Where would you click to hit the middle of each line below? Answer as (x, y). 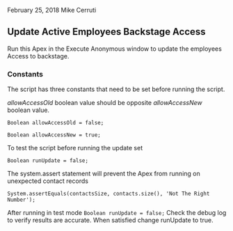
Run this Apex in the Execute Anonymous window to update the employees (115, 49)
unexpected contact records (48, 181)
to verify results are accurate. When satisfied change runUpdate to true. (110, 220)
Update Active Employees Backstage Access (107, 32)
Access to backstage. (38, 56)
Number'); (22, 200)
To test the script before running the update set (75, 148)
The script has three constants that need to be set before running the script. (116, 89)
